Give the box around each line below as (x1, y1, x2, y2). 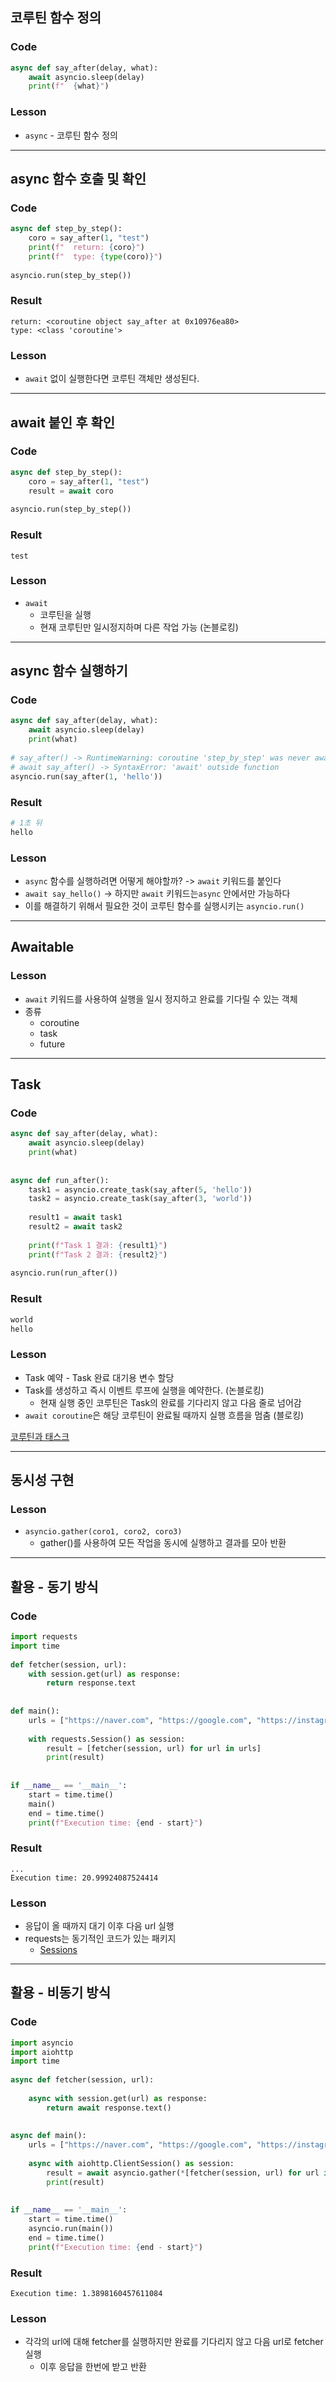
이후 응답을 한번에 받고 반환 (39, 2361, 147, 2373)
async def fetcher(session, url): (10, 2075, 155, 2085)
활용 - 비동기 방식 (10, 1984, 111, 2002)
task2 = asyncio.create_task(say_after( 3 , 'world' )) (28, 1194, 253, 1204)
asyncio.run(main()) (28, 2224, 114, 2234)
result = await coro (28, 486, 114, 496)
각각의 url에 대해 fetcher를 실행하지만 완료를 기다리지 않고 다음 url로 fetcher (24, 2336, 324, 2348)
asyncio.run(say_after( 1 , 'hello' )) (10, 771, 163, 782)
